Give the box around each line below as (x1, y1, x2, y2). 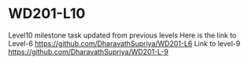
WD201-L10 (8, 5, 86, 23)
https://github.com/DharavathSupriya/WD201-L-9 (8, 47, 169, 56)
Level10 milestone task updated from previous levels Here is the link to (8, 30, 237, 40)
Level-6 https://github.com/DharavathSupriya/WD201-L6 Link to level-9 (8, 38, 241, 48)
